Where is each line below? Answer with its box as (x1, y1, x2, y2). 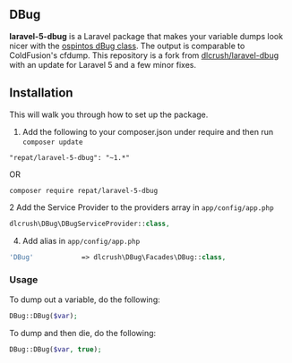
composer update (21, 138, 83, 147)
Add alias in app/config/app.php (21, 235, 141, 246)
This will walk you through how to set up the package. (9, 109, 209, 120)
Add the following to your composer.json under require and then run (21, 126, 274, 137)
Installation (9, 85, 73, 101)
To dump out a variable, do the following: (9, 294, 160, 305)
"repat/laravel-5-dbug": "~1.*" (9, 153, 130, 162)
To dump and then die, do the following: (9, 327, 157, 338)
